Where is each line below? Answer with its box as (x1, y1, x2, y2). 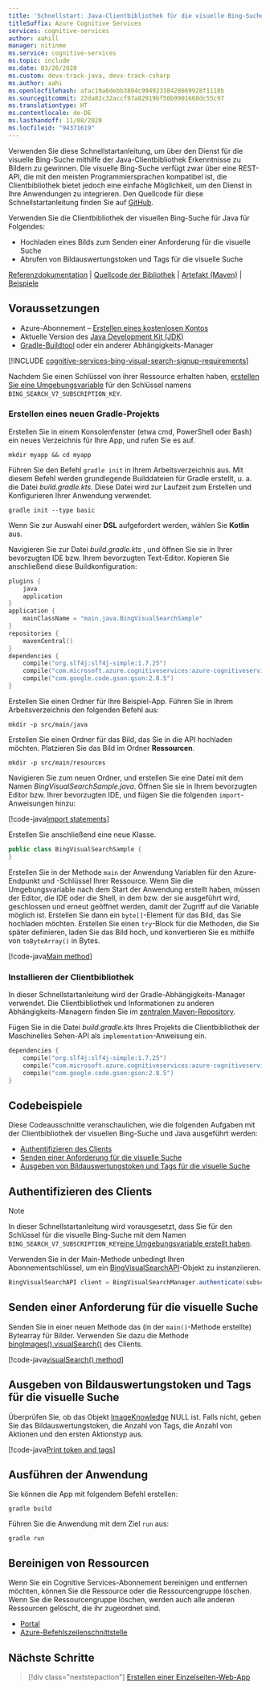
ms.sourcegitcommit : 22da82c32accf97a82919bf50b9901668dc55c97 (8, 94, 225, 102)
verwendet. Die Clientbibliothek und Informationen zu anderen (8, 999, 215, 1008)
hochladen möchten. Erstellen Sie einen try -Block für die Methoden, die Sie (8, 918, 260, 928)
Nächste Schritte (8, 1651, 95, 1664)
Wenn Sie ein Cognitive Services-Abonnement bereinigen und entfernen (8, 1578, 247, 1588)
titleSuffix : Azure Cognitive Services (8, 19, 142, 27)
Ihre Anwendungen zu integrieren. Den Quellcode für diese (8, 188, 203, 198)
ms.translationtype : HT (8, 101, 88, 109)
